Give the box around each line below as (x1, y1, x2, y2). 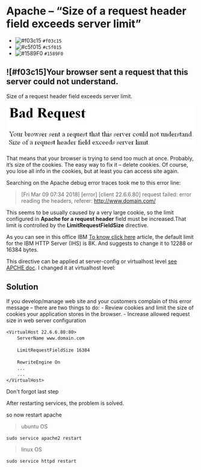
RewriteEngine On (17, 359, 61, 365)
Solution (6, 282, 39, 292)
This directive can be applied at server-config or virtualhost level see (6, 258, 178, 265)
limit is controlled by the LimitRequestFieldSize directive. (6, 221, 149, 229)
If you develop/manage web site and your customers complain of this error (6, 298, 192, 305)
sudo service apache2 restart (6, 435, 82, 442)
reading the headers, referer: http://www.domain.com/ (20, 197, 156, 205)
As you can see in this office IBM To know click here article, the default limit (6, 233, 194, 241)
